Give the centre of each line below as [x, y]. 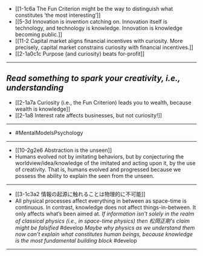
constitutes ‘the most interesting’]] [58, 15]
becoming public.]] [38, 34]
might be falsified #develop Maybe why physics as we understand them [105, 228]
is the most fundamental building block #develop [76, 240]
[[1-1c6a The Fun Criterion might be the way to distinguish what [94, 9]
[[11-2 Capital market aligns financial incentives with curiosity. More [99, 41]
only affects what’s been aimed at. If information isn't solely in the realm [105, 214]
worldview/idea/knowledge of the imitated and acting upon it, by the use [105, 163]
